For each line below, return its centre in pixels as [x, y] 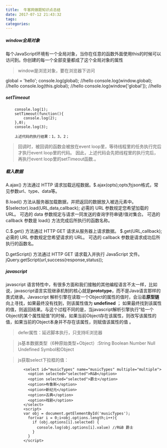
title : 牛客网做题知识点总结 [33, 10]
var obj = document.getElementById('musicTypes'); [77, 414]
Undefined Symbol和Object [46, 350]
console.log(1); [32, 110]
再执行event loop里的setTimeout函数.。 [58, 159]
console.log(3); [32, 127]
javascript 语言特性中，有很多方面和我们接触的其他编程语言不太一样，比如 [82, 285]
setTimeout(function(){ [39, 114]
